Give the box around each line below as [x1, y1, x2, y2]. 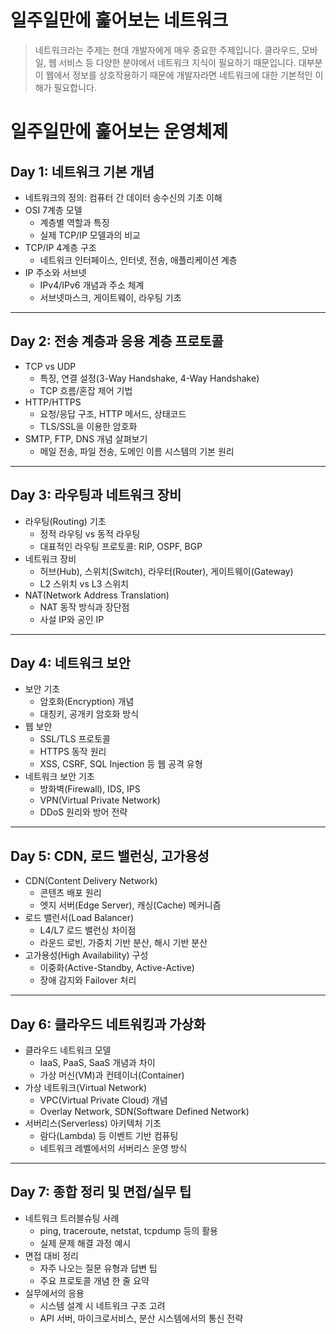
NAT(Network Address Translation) [24, 589, 170, 601]
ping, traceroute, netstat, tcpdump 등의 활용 [39, 1224, 218, 1236]
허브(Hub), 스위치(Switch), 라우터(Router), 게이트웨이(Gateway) [39, 565, 294, 577]
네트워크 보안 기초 [24, 771, 95, 783]
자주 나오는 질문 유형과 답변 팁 [39, 1262, 158, 1274]
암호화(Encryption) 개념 [39, 696, 135, 708]
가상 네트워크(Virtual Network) [24, 1082, 148, 1093]
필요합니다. [53, 81, 97, 93]
